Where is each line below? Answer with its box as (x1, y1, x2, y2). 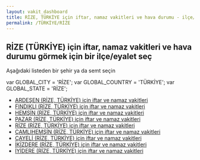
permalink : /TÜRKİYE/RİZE (6, 20, 70, 26)
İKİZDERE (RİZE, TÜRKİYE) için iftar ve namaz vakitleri (14, 141, 147, 148)
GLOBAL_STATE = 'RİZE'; (6, 85, 68, 93)
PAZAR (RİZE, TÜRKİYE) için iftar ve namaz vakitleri (14, 116, 141, 123)
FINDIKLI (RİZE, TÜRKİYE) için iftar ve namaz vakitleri (14, 103, 145, 110)
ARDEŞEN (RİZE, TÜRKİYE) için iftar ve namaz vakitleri (14, 97, 148, 104)
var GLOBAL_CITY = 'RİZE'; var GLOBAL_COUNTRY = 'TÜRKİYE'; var (6, 79, 174, 86)
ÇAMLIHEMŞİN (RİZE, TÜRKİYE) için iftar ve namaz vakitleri (14, 128, 161, 136)
